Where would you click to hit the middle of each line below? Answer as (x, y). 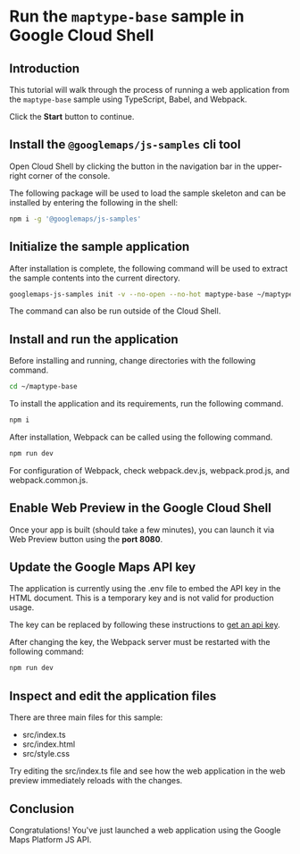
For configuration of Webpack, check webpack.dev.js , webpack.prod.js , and (150, 470)
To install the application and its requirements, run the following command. (146, 404)
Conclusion (42, 809)
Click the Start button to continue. (72, 117)
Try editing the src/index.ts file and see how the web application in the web (147, 771)
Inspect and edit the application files (113, 695)
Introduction (45, 68)
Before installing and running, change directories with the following (133, 361)
